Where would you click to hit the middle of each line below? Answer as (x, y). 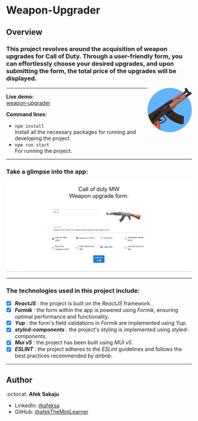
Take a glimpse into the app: (47, 172)
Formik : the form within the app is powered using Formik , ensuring (96, 310)
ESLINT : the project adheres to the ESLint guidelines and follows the (98, 349)
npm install (29, 126)
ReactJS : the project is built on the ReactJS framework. (83, 304)
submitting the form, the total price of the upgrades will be (91, 71)
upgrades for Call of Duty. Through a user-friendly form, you (94, 56)
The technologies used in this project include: (73, 291)
